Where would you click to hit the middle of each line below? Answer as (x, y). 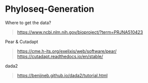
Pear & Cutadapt (21, 41)
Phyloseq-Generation (50, 9)
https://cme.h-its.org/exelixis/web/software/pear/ (67, 51)
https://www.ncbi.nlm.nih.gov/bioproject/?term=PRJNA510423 (80, 32)
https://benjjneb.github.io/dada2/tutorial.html (62, 75)
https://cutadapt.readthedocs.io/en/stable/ (60, 56)
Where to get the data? (28, 23)
